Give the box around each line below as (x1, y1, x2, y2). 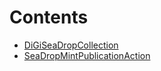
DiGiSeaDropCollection (23, 39, 119, 51)
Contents (9, 6, 89, 29)
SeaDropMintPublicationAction (23, 49, 151, 61)
